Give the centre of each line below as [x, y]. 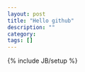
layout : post [27, 14]
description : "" [31, 27]
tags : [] [20, 41]
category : [22, 34]
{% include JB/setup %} [42, 61]
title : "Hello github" [41, 21]
